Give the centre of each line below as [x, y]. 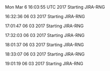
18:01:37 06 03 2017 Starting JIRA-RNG [44, 45]
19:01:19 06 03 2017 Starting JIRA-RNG [44, 63]
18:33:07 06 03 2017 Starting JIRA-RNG [45, 54]
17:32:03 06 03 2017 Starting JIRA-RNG [45, 35]
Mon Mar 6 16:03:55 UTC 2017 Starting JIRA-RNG [55, 7]
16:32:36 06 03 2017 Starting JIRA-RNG [45, 16]
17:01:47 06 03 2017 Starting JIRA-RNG [44, 26]
